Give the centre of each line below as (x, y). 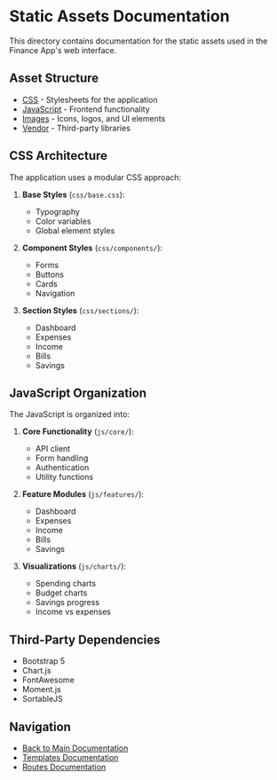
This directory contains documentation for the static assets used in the (138, 41)
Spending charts (65, 584)
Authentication (62, 468)
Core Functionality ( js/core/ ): (78, 431)
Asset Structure (54, 79)
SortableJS (43, 699)
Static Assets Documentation (119, 16)
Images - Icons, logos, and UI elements (94, 118)
